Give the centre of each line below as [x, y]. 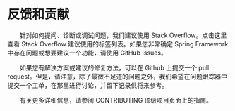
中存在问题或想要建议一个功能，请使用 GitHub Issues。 [87, 53]
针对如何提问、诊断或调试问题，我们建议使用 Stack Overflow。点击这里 [123, 35]
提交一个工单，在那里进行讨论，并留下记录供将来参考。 [88, 85]
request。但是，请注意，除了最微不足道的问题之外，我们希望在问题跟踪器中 [117, 76]
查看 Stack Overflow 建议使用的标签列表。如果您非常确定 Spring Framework [118, 44]
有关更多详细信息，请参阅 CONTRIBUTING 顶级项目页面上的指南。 [116, 100]
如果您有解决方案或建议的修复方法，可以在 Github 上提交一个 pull [115, 67]
